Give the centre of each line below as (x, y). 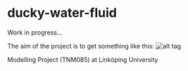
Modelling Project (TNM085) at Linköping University (83, 59)
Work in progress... (35, 32)
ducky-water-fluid (62, 13)
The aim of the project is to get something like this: (81, 46)
